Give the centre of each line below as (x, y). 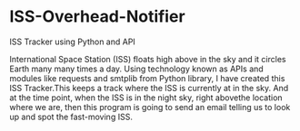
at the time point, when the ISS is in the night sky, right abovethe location (146, 98)
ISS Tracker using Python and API (73, 42)
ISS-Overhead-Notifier (97, 17)
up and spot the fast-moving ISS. (71, 117)
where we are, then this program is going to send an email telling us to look (150, 107)
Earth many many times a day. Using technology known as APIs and (136, 69)
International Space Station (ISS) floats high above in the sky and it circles (148, 59)
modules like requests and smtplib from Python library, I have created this (147, 78)
